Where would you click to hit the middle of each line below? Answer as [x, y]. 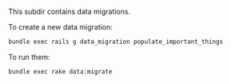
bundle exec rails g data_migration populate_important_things [116, 42]
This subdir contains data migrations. [69, 12]
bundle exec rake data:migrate [60, 71]
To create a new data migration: [61, 27]
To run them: [29, 57]
